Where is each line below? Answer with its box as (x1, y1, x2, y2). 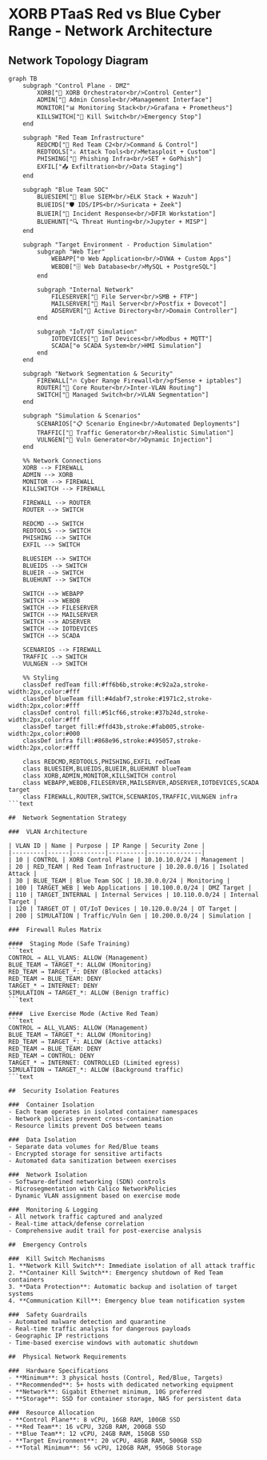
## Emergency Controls (8, 1241, 88, 1249)
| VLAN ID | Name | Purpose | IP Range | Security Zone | (8, 842, 205, 850)
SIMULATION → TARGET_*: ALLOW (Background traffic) (8, 1066, 184, 1074)
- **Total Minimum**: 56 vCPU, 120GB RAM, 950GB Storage (8, 1444, 202, 1452)
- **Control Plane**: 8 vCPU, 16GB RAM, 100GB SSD (8, 1416, 181, 1424)
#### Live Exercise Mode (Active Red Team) (8, 1010, 159, 1018)
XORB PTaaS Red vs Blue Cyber (8, 5, 221, 23)
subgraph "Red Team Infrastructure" (22, 134, 145, 142)
